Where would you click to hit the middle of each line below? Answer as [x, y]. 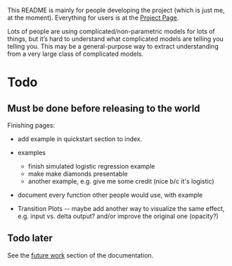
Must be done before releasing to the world [104, 108]
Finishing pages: [31, 125]
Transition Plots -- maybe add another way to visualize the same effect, [121, 208]
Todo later [30, 238]
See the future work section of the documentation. [80, 255]
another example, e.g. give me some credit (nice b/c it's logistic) [121, 181]
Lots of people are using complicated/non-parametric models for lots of [111, 31]
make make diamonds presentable [78, 174]
